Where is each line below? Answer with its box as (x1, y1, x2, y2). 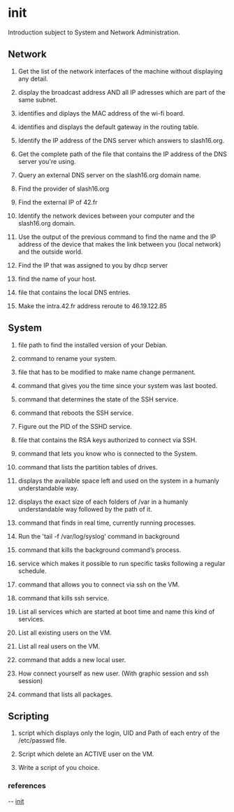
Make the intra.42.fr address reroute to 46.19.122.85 (17, 301, 167, 310)
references (8, 781, 46, 791)
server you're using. (17, 157, 76, 165)
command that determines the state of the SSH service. (17, 394, 179, 404)
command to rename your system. (17, 354, 117, 362)
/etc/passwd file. (17, 736, 67, 745)
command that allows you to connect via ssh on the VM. (17, 580, 180, 589)
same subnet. (17, 95, 58, 104)
